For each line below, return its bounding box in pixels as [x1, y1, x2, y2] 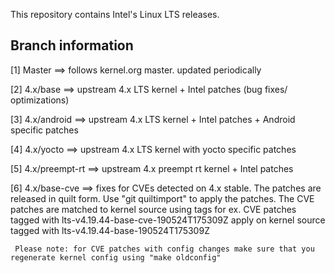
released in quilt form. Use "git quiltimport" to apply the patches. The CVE [10, 192, 315, 204]
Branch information [10, 37, 134, 54]
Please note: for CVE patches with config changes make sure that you [14, 244, 315, 254]
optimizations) [10, 94, 70, 106]
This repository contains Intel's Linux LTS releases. [10, 9, 220, 20]
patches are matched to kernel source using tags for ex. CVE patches [10, 203, 297, 215]
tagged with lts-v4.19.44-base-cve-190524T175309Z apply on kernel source [10, 214, 326, 226]
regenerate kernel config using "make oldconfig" [10, 252, 222, 263]
